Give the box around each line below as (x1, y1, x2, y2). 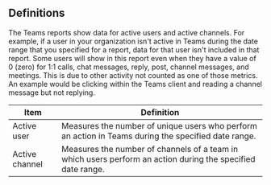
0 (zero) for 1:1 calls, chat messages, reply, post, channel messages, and (8, 62, 249, 72)
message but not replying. (8, 88, 95, 97)
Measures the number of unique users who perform (61, 120, 258, 131)
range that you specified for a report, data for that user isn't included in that (8, 44, 260, 55)
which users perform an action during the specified (61, 153, 256, 164)
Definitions (8, 6, 65, 20)
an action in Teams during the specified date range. (61, 130, 256, 142)
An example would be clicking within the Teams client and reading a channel (8, 79, 262, 88)
